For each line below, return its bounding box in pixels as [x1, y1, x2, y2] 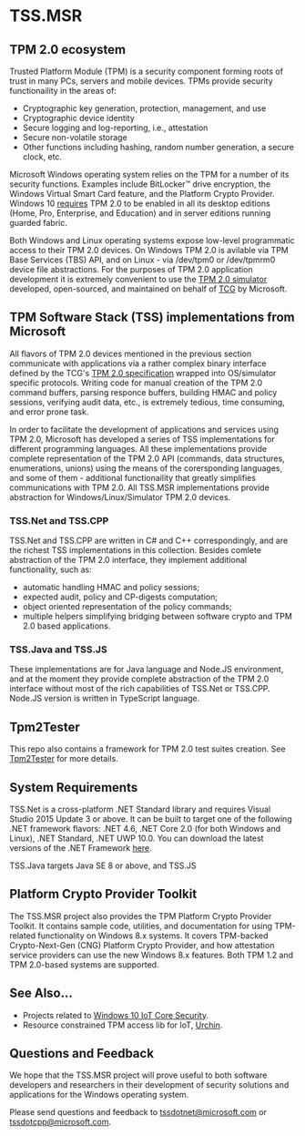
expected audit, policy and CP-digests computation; [22, 591, 219, 602]
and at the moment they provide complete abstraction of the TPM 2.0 [9, 673, 269, 684]
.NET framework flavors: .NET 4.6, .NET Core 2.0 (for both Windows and [9, 824, 281, 834]
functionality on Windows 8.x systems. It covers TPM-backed [37, 930, 269, 941]
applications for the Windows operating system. [9, 1090, 189, 1100]
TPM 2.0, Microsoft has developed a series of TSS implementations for [9, 434, 275, 445]
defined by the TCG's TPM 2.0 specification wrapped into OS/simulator [9, 367, 277, 378]
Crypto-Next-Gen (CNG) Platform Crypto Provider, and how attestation [9, 939, 275, 950]
